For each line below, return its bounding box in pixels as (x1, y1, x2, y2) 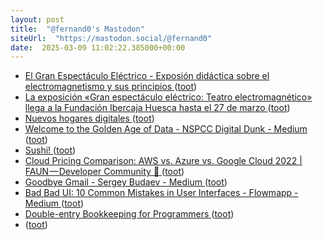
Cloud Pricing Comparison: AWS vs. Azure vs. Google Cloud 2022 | (24, 155, 303, 167)
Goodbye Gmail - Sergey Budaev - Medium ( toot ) (24, 176, 228, 188)
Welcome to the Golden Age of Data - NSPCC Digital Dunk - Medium (24, 123, 308, 135)
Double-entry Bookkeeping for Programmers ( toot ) (24, 208, 235, 220)
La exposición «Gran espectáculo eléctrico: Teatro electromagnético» (24, 91, 313, 103)
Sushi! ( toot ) (24, 144, 77, 156)
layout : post (10, 14, 65, 25)
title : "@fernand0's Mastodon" (10, 24, 145, 34)
